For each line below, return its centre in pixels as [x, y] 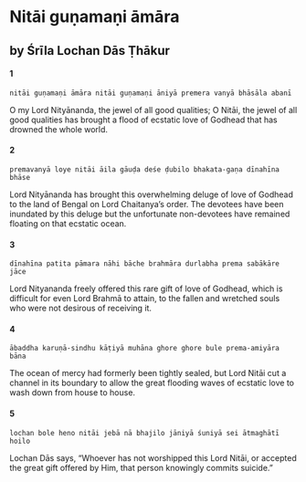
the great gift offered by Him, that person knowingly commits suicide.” [142, 467]
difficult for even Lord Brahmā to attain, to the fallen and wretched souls [145, 299]
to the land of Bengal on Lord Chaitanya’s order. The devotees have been [147, 204]
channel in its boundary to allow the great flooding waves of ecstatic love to [152, 383]
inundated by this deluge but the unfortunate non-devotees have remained [150, 214]
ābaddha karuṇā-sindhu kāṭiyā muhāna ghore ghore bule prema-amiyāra [145, 349]
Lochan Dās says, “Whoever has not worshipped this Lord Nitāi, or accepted [153, 457]
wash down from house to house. [72, 393]
